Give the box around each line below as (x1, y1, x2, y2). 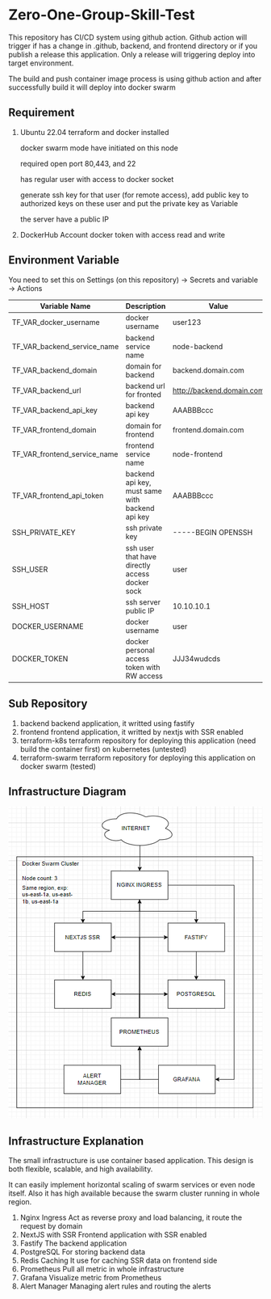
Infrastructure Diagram (8, 785, 127, 799)
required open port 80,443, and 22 (19, 158, 136, 168)
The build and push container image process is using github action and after (8, 74, 262, 83)
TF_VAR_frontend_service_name (11, 449, 119, 458)
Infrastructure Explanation (8, 1134, 144, 1148)
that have (125, 551, 157, 561)
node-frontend (172, 449, 223, 458)
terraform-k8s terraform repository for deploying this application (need (19, 736, 256, 745)
